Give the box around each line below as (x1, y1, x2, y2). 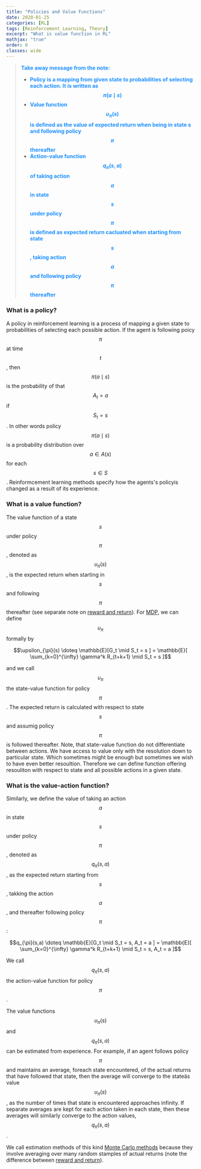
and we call (6, 665, 35, 672)
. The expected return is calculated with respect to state (6, 703, 144, 710)
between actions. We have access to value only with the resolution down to (6, 747, 192, 755)
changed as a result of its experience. (6, 485, 99, 492)
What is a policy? (6, 306, 57, 314)
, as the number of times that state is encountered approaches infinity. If (6, 1100, 184, 1107)
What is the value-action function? (6, 781, 109, 789)
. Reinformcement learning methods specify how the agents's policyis (6, 478, 178, 486)
